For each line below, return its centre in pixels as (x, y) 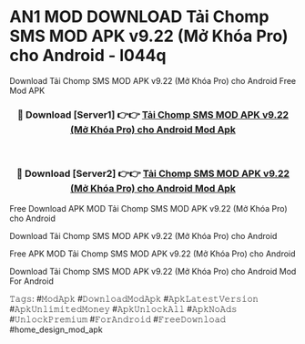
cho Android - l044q (88, 56)
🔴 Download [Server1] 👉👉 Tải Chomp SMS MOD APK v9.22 (153, 114)
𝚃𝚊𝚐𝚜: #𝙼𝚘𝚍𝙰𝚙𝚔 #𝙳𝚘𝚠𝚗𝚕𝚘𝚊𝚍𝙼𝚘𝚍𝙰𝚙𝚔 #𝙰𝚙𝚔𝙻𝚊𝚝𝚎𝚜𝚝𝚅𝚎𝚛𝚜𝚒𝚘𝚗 (134, 298)
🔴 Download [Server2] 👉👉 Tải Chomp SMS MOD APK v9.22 (153, 173)
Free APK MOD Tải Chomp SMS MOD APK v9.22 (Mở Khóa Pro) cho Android (152, 254)
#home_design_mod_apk (56, 329)
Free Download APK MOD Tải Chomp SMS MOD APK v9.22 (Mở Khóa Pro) (149, 208)
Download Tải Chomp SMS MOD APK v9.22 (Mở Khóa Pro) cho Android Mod (153, 271)
